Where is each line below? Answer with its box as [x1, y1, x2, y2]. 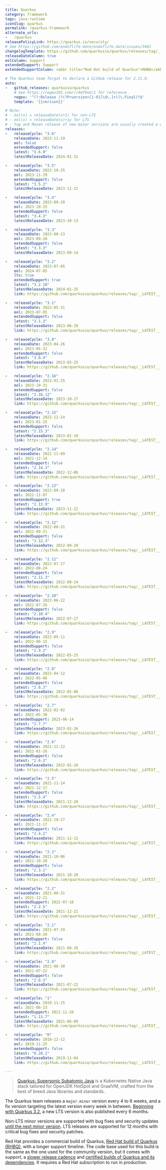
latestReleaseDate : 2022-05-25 [14, 653, 79, 658]
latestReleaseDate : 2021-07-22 [14, 982, 79, 987]
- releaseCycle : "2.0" [5, 959, 56, 964]
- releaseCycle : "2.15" [5, 410, 58, 415]
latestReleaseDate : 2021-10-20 [14, 873, 79, 877]
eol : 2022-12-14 [14, 456, 48, 461]
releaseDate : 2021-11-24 [14, 781, 65, 786]
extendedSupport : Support [5, 62, 58, 67]
